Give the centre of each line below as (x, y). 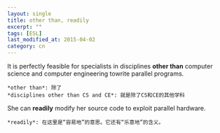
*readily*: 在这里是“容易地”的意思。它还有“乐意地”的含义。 (86, 122)
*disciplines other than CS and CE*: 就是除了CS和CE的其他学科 (96, 95)
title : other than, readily (48, 20)
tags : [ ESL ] (25, 33)
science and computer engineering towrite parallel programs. (96, 73)
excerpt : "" (25, 27)
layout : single (29, 14)
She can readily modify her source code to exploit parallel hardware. (106, 108)
